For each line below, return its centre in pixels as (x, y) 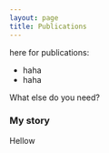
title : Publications (49, 26)
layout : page (34, 18)
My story (30, 121)
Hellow (22, 140)
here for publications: (50, 52)
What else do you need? (54, 97)
